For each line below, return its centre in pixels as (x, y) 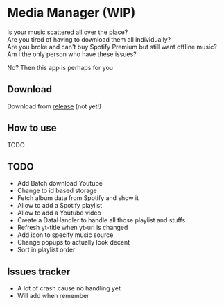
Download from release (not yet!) (54, 106)
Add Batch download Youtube (60, 183)
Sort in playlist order (46, 250)
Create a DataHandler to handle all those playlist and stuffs (101, 220)
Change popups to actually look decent (74, 242)
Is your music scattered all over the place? (68, 32)
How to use (32, 128)
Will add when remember (53, 296)
